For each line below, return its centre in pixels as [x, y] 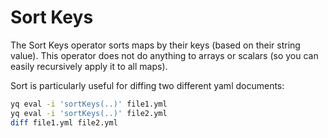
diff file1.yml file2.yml [64, 122]
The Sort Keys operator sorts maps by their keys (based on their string [155, 45]
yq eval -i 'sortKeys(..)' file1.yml [89, 104]
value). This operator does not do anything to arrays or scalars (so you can [164, 55]
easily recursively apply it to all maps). [89, 66]
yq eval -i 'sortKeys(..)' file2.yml [89, 113]
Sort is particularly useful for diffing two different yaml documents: [147, 85]
